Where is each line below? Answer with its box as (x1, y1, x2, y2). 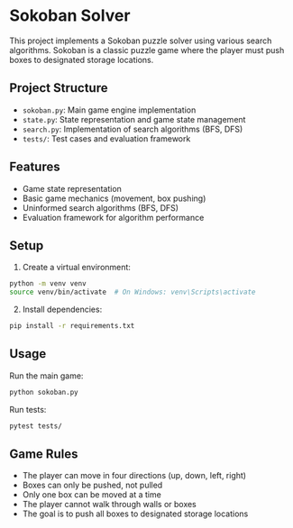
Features (9, 159, 60, 175)
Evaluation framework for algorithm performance (22, 212, 205, 223)
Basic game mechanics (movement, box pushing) (22, 193, 206, 204)
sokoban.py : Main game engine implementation (22, 105, 197, 115)
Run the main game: (9, 370, 84, 381)
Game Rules (9, 446, 78, 461)
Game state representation (22, 183, 122, 194)
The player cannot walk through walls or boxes (22, 499, 197, 510)
